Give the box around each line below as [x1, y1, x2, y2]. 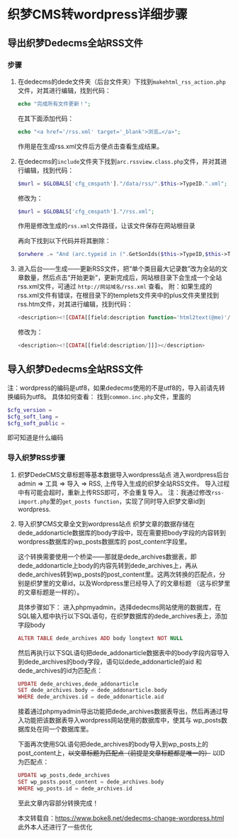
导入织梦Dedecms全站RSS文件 [7, 363, 143, 376]
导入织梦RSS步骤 [7, 453, 66, 463]
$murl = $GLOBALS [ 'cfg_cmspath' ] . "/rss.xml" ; [17, 208, 154, 215]
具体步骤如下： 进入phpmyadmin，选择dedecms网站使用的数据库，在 [17, 603, 222, 611]
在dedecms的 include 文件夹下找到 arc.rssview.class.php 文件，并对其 [17, 157, 221, 165]
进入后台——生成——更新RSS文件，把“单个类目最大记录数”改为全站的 [17, 264, 222, 273]
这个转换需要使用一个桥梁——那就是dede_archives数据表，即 [17, 552, 197, 561]
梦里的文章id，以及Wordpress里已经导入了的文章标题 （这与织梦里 [36, 579, 231, 587]
